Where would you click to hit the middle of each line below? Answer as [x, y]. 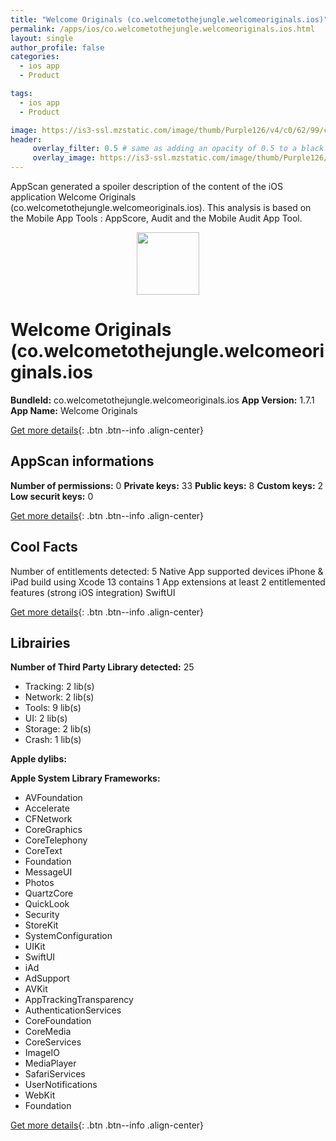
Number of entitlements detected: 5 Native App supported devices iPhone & [167, 571]
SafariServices [55, 1074]
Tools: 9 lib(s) [53, 708]
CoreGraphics [53, 830]
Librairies [40, 642]
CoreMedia [48, 1032]
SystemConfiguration [68, 936]
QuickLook [47, 904]
